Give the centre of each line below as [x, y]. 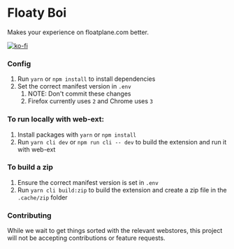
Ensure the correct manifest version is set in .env [88, 182]
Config [19, 63]
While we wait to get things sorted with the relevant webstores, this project [115, 231]
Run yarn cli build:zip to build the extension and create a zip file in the [122, 190]
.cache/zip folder [42, 197]
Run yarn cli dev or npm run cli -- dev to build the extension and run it [122, 142]
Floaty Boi [37, 13]
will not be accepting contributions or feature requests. [86, 238]
